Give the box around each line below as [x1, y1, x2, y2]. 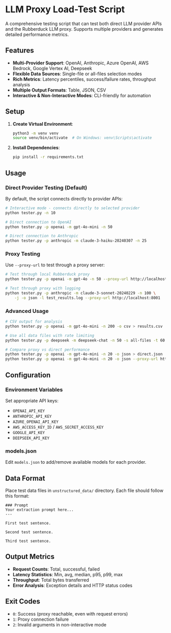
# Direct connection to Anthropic [5, 234, 79, 239]
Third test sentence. [5, 538, 51, 544]
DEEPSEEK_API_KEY [12, 436, 50, 441]
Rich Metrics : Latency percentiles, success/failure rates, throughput [12, 76, 156, 82]
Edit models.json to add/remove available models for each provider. [5, 459, 147, 465]
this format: [5, 493, 30, 499]
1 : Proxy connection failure [12, 616, 69, 622]
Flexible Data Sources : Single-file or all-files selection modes [12, 71, 142, 77]
